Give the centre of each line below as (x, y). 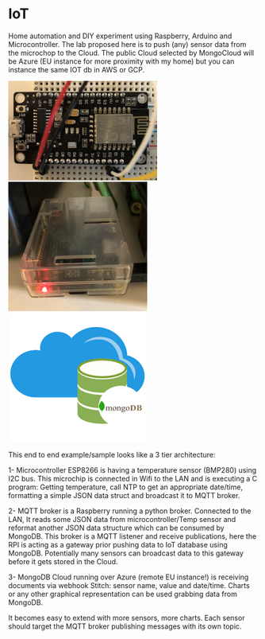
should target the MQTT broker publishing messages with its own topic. (125, 626)
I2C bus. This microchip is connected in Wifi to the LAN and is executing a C (133, 478)
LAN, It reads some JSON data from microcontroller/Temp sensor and (122, 519)
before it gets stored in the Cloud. (63, 561)
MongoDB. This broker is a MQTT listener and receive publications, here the (132, 536)
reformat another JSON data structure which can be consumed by (116, 528)
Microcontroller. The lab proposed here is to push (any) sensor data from (127, 44)
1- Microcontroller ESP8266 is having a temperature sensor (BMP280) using (132, 470)
